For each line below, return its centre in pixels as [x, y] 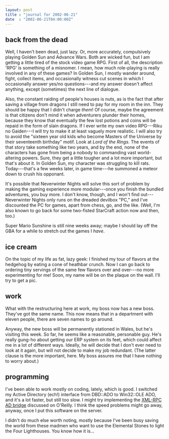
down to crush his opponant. [35, 174]
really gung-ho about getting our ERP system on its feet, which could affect [83, 339]
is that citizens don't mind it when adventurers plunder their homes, [75, 115]
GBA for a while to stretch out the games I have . [55, 231]
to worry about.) [22, 361]
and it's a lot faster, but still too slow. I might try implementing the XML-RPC [83, 400]
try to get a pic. [21, 280]
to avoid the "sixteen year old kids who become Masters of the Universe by [83, 137]
